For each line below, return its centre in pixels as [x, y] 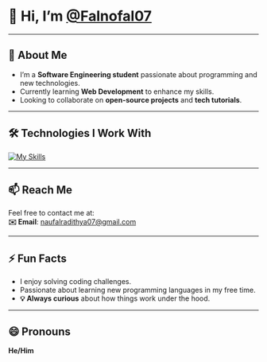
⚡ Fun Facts [38, 258]
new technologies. [50, 83]
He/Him [21, 350]
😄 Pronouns [40, 331]
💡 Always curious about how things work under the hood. [115, 298]
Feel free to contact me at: [52, 213]
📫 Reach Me [41, 190]
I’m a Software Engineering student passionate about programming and [139, 74]
